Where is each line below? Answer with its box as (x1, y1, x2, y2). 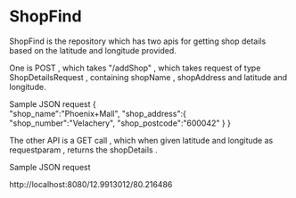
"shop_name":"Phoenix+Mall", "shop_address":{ (9, 108, 187, 119)
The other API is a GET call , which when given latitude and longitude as (9, 135, 274, 145)
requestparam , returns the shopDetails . (9, 144, 158, 155)
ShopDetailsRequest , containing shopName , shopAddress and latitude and (9, 71, 288, 82)
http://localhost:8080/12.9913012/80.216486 (9, 178, 173, 189)
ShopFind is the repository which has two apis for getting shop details (9, 36, 267, 46)
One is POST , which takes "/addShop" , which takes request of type (9, 62, 261, 73)
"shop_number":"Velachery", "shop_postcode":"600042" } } (9, 118, 232, 128)
